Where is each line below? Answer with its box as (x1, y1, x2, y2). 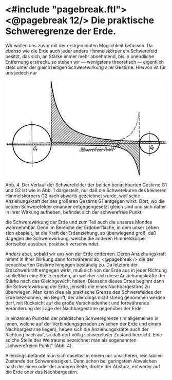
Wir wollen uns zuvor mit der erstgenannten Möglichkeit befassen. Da (5, 42, 153, 48)
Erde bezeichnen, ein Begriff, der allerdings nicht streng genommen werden (5, 294, 166, 301)
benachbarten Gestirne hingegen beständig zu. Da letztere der (5, 262, 138, 268)
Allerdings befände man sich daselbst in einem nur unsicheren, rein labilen (5, 353, 163, 359)
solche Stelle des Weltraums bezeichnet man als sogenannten (5, 337, 137, 344)
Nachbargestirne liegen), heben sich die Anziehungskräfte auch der (5, 326, 149, 332)
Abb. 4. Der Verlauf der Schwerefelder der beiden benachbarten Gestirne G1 (5, 182, 167, 188)
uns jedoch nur (5, 69, 37, 75)
